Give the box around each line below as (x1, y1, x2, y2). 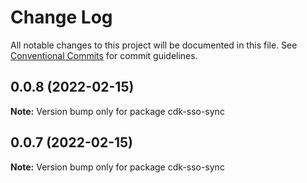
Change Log (10, 6, 113, 29)
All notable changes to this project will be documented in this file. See (10, 39, 298, 51)
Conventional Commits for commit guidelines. (10, 49, 198, 61)
